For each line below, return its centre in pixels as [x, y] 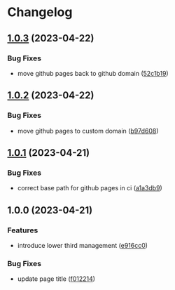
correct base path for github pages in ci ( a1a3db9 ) [90, 188]
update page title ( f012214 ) [56, 279]
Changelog [40, 12]
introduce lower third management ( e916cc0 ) [83, 245]
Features [23, 230]
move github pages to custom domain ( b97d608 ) [88, 131]
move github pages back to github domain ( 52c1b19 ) [93, 73]
